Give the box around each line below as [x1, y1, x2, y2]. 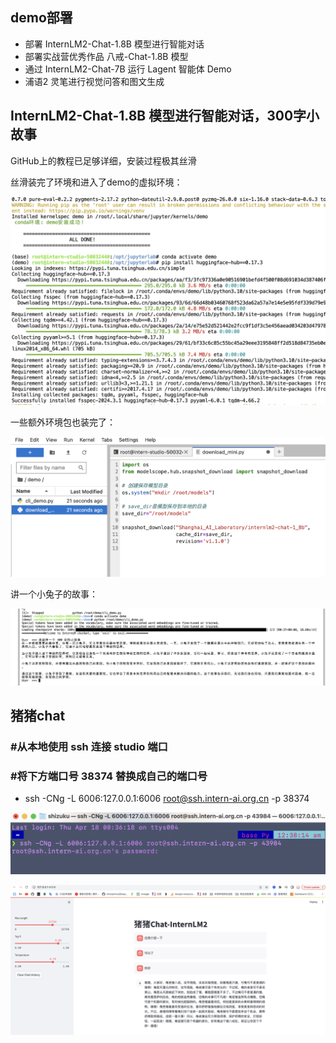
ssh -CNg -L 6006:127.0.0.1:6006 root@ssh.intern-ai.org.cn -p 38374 [24, 793, 310, 805]
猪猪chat [10, 707, 66, 724]
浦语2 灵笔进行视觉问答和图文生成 [24, 75, 165, 87]
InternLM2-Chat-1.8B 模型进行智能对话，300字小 [10, 108, 320, 125]
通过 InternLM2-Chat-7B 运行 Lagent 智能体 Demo [24, 63, 232, 75]
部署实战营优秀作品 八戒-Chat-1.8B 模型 [24, 50, 189, 62]
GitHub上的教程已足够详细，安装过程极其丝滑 [10, 154, 197, 167]
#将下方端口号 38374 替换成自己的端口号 [10, 769, 208, 783]
